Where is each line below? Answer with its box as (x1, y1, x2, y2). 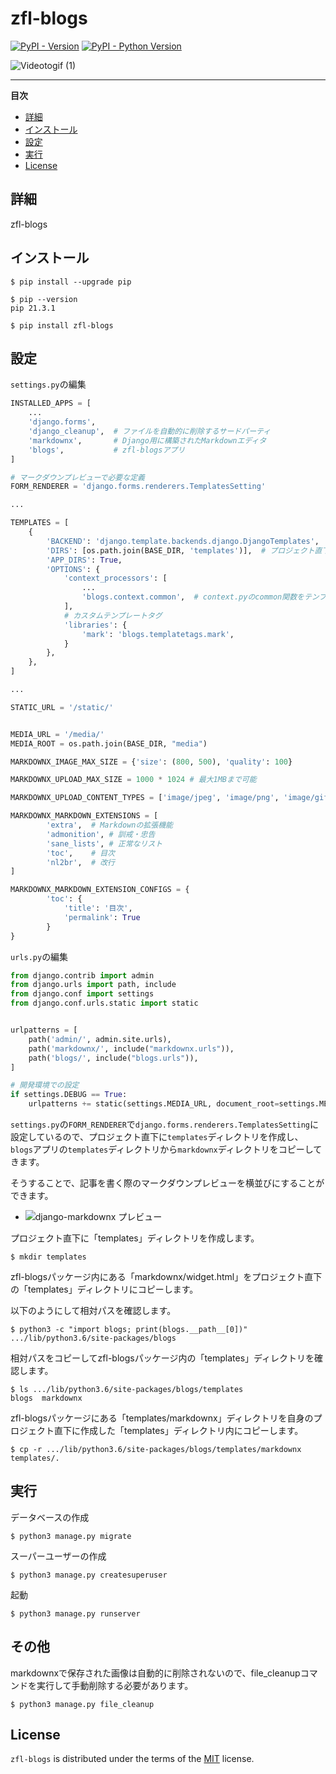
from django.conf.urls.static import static (10, 998, 199, 1009)
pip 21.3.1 (10, 303, 56, 313)
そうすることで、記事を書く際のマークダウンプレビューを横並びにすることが (10, 1177, 325, 1189)
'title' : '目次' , (63, 903, 133, 913)
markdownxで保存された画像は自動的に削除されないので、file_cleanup (10, 1667, 301, 1679)
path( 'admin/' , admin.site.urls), (28, 1034, 172, 1044)
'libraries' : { (63, 620, 128, 630)
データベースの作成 (10, 1511, 90, 1523)
